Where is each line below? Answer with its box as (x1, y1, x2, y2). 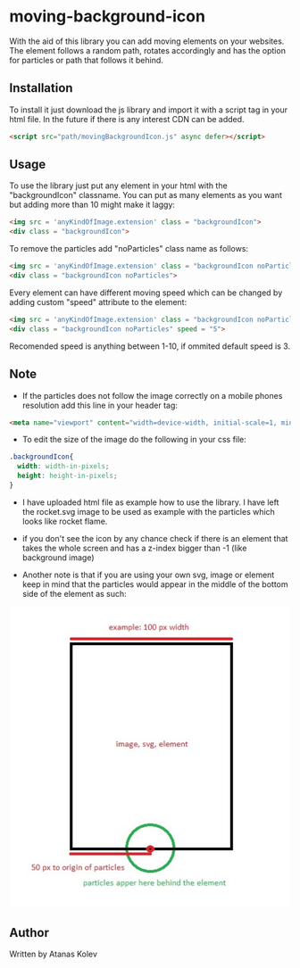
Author (9, 925, 49, 940)
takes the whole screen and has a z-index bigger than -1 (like (21, 542, 247, 553)
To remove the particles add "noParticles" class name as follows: (9, 244, 248, 254)
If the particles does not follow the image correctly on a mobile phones (21, 390, 283, 401)
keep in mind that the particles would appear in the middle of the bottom (21, 578, 288, 590)
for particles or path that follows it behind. (9, 54, 163, 65)
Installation (9, 80, 73, 95)
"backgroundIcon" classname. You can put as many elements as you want (9, 190, 283, 201)
